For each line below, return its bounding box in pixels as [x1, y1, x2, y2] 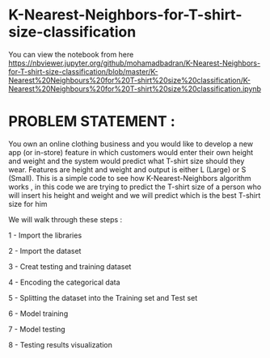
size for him [8, 199, 48, 208]
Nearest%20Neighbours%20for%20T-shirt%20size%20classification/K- [8, 75, 251, 85]
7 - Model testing [8, 324, 66, 334]
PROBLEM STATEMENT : [8, 112, 175, 131]
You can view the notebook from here [8, 49, 134, 59]
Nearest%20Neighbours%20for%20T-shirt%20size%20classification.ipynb [8, 83, 261, 94]
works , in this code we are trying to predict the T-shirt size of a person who [8, 182, 262, 192]
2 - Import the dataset [8, 246, 82, 255]
